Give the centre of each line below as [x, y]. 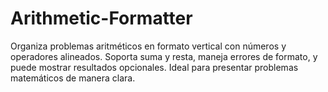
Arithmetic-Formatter [101, 18]
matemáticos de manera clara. [73, 78]
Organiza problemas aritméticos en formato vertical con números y [148, 46]
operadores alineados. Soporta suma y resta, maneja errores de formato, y [164, 56]
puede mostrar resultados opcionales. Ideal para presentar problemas [154, 67]
